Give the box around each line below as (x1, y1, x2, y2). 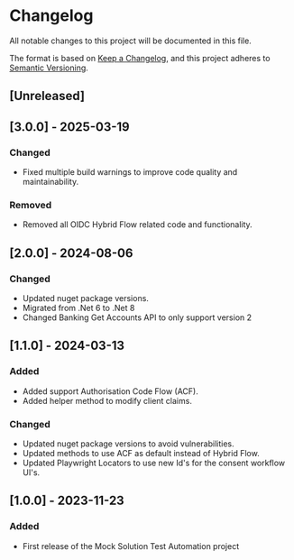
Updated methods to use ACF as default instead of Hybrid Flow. (22, 447, 260, 458)
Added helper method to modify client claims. (22, 395, 192, 406)
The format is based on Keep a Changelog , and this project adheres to (9, 52, 271, 63)
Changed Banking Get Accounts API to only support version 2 (22, 312, 253, 323)
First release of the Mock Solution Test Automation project (22, 540, 240, 551)
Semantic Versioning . (9, 62, 88, 73)
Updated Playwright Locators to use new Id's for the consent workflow (22, 457, 286, 468)
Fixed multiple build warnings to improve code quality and (22, 167, 238, 178)
